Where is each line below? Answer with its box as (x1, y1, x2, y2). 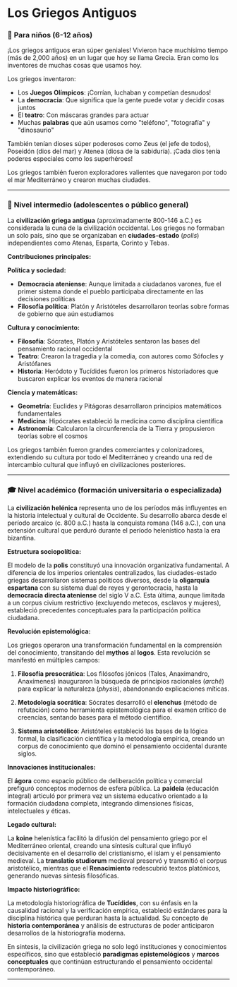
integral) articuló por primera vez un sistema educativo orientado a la (7, 792, 208, 800)
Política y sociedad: (7, 266, 66, 274)
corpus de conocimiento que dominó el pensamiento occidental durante (17, 742, 228, 751)
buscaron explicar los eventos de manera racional (17, 374, 163, 382)
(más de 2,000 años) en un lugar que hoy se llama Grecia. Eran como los (7, 54, 219, 62)
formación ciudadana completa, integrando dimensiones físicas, (7, 799, 194, 808)
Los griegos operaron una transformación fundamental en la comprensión (7, 641, 222, 650)
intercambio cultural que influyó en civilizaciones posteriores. (7, 460, 186, 468)
